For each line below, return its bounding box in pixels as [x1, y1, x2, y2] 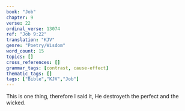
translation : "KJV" [6, 37, 55, 43]
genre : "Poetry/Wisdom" [6, 43, 66, 49]
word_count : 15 [6, 48, 44, 54]
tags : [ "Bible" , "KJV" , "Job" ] [6, 76, 79, 82]
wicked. [6, 99, 26, 106]
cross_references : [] [6, 59, 61, 65]
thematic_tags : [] [6, 71, 52, 77]
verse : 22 [6, 20, 31, 26]
